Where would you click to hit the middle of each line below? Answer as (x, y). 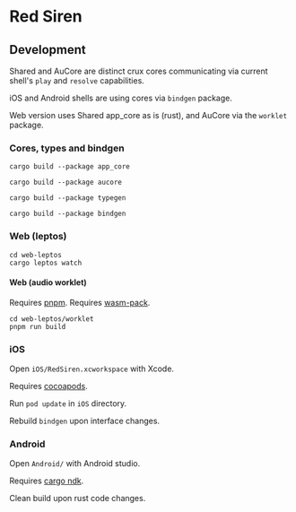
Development (48, 50)
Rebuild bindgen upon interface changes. (84, 421)
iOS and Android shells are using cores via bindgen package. (121, 98)
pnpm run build (38, 326)
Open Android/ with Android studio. (75, 464)
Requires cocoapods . (48, 386)
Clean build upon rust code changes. (78, 499)
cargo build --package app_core (70, 167)
